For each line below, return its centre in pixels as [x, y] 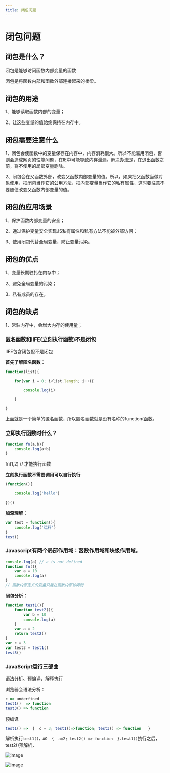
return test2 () [30, 634]
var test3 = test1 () [27, 648]
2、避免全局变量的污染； [31, 283]
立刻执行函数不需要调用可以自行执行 [43, 475]
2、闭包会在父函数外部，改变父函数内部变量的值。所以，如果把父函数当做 [82, 177]
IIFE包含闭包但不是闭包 [29, 351]
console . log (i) [39, 390]
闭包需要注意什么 [32, 140]
